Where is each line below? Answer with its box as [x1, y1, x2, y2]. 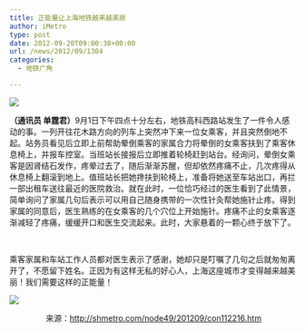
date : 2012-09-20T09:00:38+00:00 [9, 38, 136, 48]
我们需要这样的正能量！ [25, 276, 113, 287]
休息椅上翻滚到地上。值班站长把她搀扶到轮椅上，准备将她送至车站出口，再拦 [9, 171, 296, 182]
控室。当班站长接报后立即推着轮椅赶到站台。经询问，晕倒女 [64, 149, 288, 160]
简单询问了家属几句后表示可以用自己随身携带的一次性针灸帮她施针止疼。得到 [9, 194, 296, 205]
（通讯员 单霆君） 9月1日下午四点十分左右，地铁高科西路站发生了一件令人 [9, 114, 282, 125]
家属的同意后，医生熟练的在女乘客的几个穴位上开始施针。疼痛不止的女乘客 [9, 205, 288, 216]
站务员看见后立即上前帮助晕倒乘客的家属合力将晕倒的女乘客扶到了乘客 [25, 137, 288, 148]
